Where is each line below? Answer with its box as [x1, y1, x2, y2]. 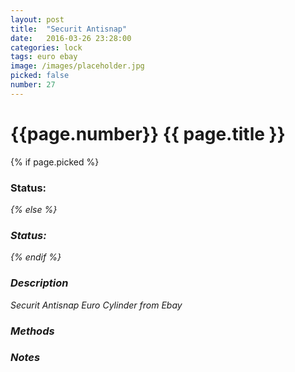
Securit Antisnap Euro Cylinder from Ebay [10, 299, 183, 311]
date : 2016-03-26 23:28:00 [10, 33, 132, 43]
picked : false [10, 71, 70, 81]
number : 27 [10, 80, 56, 90]
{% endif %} [10, 251, 62, 263]
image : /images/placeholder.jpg [10, 61, 145, 71]
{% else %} [10, 203, 58, 215]
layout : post [10, 14, 65, 25]
